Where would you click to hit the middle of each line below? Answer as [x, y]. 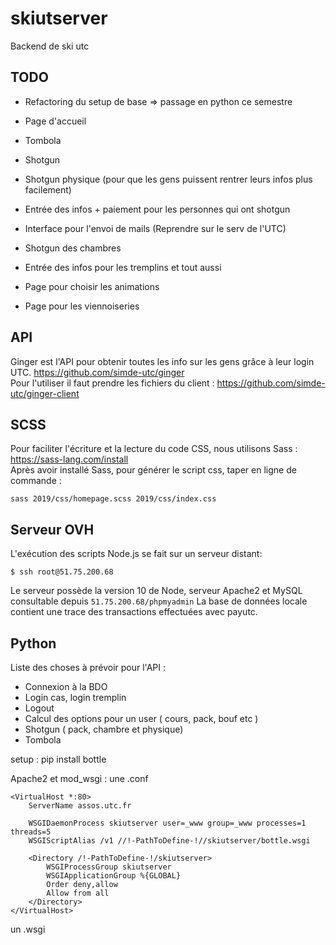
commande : [36, 481]
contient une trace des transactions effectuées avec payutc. [134, 612]
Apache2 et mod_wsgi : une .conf [79, 778]
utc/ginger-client [45, 393]
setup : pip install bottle [58, 759]
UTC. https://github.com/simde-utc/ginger [97, 372]
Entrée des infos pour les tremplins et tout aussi [123, 267]
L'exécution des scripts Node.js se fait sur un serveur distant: [136, 554]
